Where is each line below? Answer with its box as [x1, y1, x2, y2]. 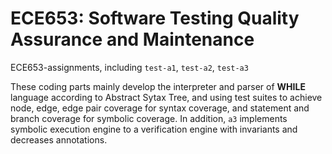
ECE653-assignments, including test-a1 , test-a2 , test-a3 [10, 61, 249, 73]
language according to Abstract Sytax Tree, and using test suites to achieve [10, 91, 323, 103]
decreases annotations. [10, 133, 108, 146]
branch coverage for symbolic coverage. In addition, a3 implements [10, 112, 288, 124]
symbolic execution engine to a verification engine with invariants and [10, 123, 298, 135]
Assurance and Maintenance [10, 28, 255, 51]
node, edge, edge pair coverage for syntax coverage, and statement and [10, 102, 310, 114]
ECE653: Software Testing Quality [10, 7, 300, 30]
